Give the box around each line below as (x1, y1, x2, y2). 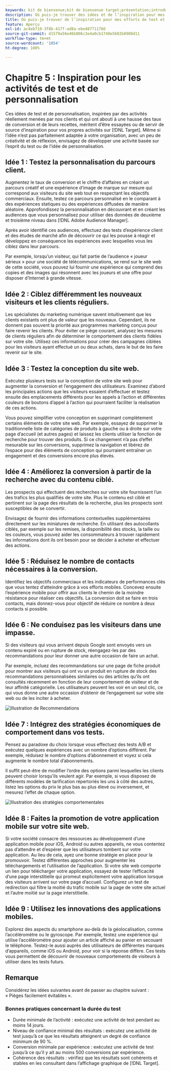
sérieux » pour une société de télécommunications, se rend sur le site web (5, 259, 162, 265)
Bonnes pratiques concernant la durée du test (5, 1005, 121, 1012)
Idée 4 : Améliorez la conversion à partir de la (5, 468, 152, 476)
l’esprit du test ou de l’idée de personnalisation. (5, 143, 105, 149)
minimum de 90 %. (12, 1038, 52, 1044)
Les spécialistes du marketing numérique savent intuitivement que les (5, 311, 152, 318)
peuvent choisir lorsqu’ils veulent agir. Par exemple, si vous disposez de (5, 773, 156, 779)
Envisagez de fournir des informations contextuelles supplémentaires (5, 515, 151, 521)
